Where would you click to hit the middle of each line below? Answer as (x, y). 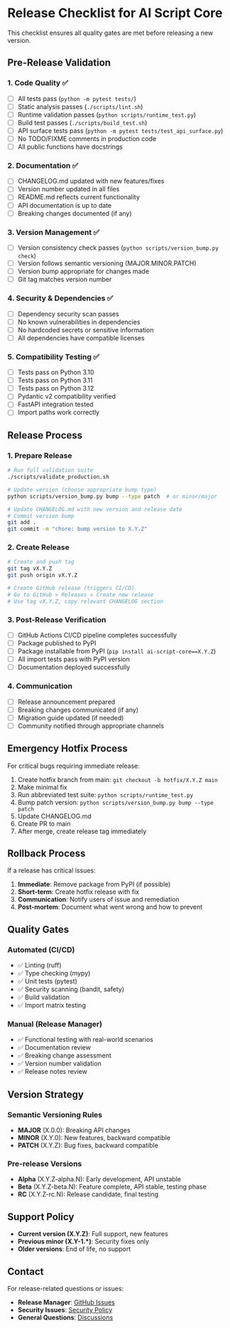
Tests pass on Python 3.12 (56, 389)
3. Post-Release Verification (57, 619)
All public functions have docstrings (70, 147)
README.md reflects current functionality (79, 197)
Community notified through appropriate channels (91, 726)
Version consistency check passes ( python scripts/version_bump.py (118, 248)
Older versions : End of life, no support (74, 1249)
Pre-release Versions (45, 1164)
